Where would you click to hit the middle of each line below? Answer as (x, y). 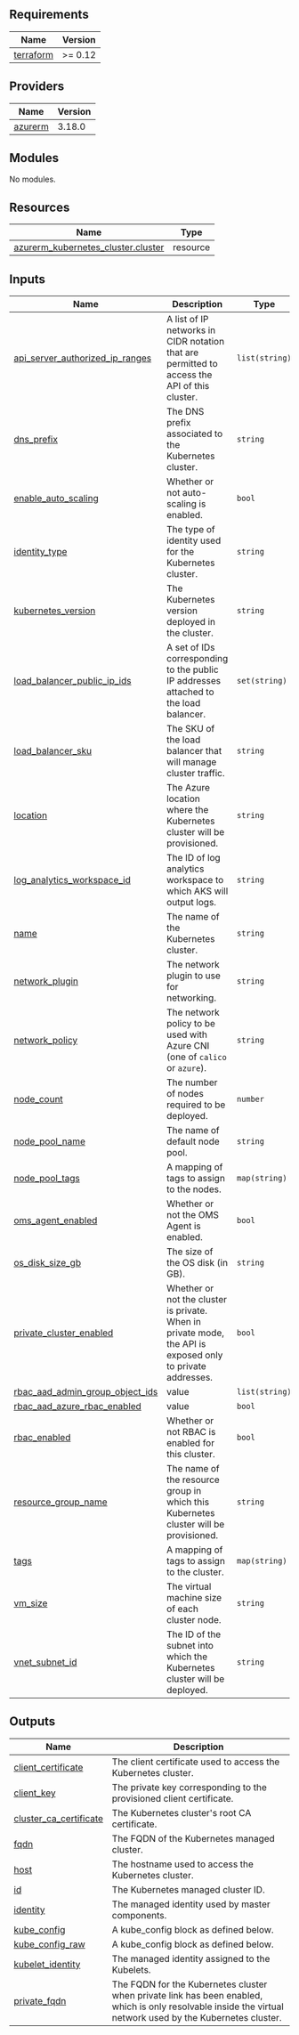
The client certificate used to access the (196, 1762)
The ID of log (193, 858)
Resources (40, 207)
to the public (193, 669)
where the (187, 810)
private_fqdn (40, 2000)
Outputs (32, 1722)
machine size (194, 1598)
